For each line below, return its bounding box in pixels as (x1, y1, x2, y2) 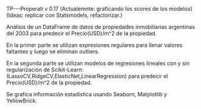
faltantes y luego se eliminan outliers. (6, 48, 100, 55)
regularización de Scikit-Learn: (6, 66, 84, 73)
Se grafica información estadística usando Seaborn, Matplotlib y (6, 91, 167, 97)
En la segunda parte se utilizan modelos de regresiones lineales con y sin (6, 60, 190, 67)
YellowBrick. (6, 97, 38, 104)
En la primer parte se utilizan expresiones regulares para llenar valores (6, 42, 183, 48)
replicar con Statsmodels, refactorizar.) (24, 12, 123, 19)
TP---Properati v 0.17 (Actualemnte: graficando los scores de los (6, 5, 168, 12)
